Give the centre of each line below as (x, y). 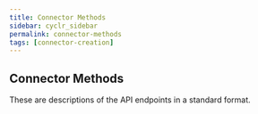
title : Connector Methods (57, 17)
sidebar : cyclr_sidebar (54, 26)
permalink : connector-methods (66, 34)
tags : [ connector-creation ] (62, 42)
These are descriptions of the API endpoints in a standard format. (130, 100)
